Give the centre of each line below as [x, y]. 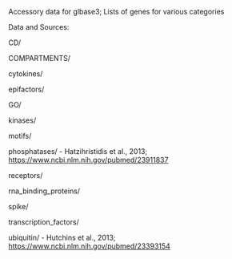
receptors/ [26, 175]
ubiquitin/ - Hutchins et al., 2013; [62, 237]
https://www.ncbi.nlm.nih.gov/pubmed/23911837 [88, 160]
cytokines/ [26, 74]
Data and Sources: [39, 27]
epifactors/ [26, 89]
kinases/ [22, 120]
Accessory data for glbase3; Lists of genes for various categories [116, 12]
